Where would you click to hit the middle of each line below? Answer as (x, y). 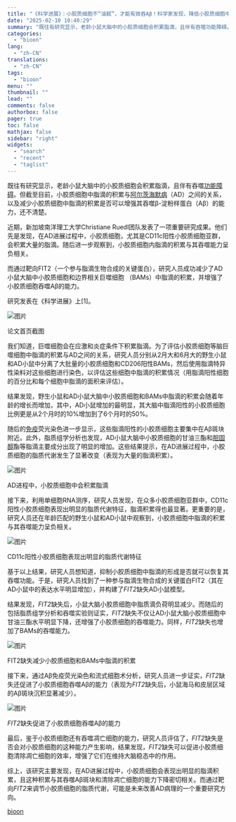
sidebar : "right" (33, 138)
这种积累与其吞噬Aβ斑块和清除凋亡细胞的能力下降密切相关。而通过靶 (125, 779)
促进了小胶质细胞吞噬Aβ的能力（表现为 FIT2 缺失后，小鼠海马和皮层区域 (122, 684)
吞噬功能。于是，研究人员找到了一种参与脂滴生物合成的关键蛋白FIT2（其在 (115, 580)
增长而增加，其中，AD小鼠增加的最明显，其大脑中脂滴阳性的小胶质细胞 (122, 405)
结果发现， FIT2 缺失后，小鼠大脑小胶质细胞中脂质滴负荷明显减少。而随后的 (115, 604)
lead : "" (20, 99)
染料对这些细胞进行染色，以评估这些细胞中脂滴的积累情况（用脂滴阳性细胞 (121, 372)
